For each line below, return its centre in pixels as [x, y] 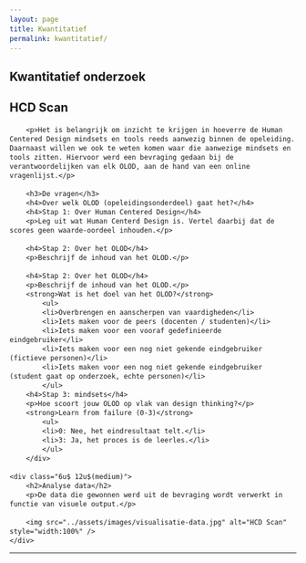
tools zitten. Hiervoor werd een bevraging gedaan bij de [122, 157]
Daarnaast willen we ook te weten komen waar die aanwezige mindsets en [150, 148]
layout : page [34, 19]
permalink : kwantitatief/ [58, 38]
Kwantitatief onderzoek [77, 76]
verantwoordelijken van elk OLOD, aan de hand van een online [130, 166]
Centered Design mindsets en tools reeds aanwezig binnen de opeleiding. [153, 139]
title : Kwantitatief [49, 29]
